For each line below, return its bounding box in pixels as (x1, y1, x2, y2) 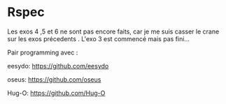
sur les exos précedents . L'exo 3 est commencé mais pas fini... (7, 34, 190, 43)
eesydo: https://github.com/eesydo (7, 61, 109, 70)
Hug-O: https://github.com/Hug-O (7, 89, 106, 97)
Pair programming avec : (7, 48, 78, 57)
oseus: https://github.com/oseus (7, 75, 101, 84)
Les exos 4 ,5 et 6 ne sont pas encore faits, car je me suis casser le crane (7, 27, 220, 36)
